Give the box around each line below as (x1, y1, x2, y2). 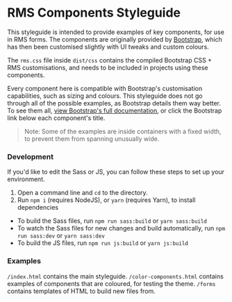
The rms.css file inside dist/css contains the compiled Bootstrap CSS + (7, 56, 213, 64)
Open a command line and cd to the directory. (17, 189, 148, 197)
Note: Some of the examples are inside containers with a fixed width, (24, 127, 222, 135)
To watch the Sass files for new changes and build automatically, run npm (17, 224, 226, 233)
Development (7, 151, 54, 161)
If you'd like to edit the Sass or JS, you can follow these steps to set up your (7, 168, 224, 176)
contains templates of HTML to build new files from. (7, 287, 156, 295)
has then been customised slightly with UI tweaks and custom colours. (7, 42, 210, 51)
